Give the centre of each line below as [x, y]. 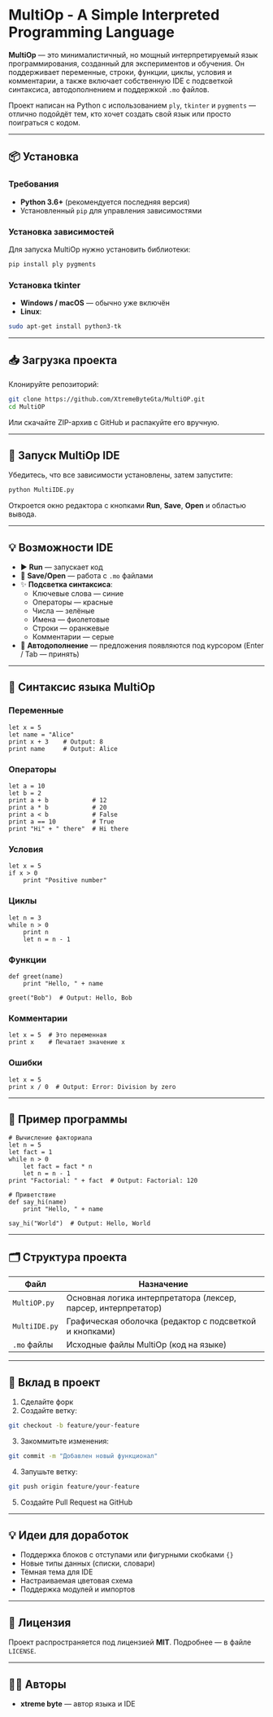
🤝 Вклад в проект [54, 1382]
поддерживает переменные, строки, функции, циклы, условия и [120, 72]
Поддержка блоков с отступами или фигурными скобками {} [127, 1555]
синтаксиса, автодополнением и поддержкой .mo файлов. [109, 89]
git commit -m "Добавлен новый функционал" [83, 1456]
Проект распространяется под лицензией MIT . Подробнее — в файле [130, 1642]
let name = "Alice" [41, 735]
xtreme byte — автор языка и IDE [78, 1704]
